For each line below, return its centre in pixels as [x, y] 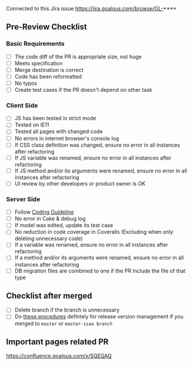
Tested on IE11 [32, 125]
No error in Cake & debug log [50, 219]
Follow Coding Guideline [44, 212]
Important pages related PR [57, 342]
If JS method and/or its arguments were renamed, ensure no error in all [101, 171]
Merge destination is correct [49, 69]
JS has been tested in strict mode [55, 118]
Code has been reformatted [48, 77]
